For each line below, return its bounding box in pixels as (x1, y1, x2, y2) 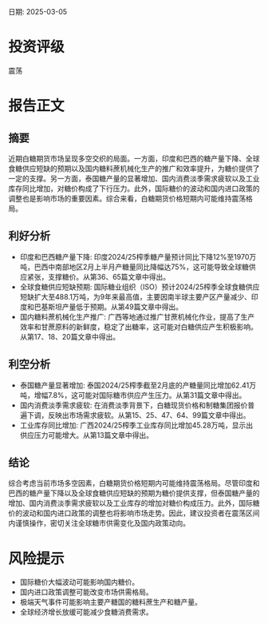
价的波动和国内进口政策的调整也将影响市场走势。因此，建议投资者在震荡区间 (8, 508, 260, 518)
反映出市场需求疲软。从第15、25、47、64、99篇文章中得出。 (47, 410, 250, 419)
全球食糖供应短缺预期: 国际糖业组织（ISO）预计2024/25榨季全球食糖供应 (19, 282, 260, 292)
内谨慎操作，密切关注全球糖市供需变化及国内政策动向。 (8, 519, 190, 528)
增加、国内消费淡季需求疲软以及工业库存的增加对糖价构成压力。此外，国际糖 (8, 499, 260, 508)
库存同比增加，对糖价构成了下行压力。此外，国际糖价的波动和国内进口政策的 (8, 183, 260, 193)
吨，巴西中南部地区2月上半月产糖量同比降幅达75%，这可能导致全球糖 (19, 262, 250, 272)
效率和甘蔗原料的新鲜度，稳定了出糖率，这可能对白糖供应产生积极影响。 (19, 322, 258, 332)
